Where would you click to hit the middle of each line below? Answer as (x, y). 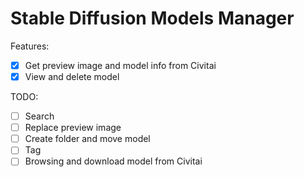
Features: (30, 46)
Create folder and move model (87, 139)
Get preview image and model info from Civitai (120, 65)
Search (39, 116)
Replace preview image (73, 128)
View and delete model (72, 76)
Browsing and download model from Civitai (113, 161)
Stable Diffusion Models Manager (152, 18)
